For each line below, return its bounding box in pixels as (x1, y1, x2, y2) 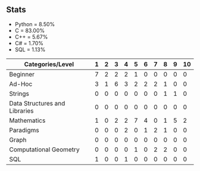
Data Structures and (9, 99, 65, 107)
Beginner (9, 70, 35, 78)
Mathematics (9, 116, 46, 125)
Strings (9, 89, 30, 98)
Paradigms (9, 126, 40, 134)
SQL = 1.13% (14, 46, 46, 53)
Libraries (9, 107, 34, 115)
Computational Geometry (9, 145, 80, 154)
